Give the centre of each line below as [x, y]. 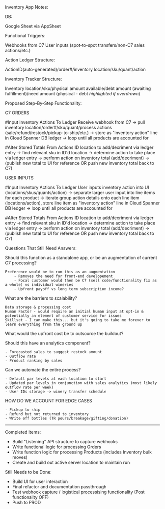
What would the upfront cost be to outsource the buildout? [64, 333]
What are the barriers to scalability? [41, 298]
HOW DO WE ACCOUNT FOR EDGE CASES [49, 401]
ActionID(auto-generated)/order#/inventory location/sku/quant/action [75, 69]
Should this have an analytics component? [48, 343]
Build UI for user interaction [40, 481]
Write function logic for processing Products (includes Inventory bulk [82, 452]
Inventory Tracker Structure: [34, 79]
